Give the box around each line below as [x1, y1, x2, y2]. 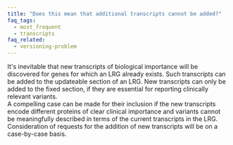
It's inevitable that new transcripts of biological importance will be [7, 63, 199, 70]
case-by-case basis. [7, 130, 67, 138]
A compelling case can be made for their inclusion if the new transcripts [7, 100, 216, 108]
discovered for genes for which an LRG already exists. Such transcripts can [7, 70, 227, 78]
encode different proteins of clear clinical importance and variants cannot [7, 107, 221, 115]
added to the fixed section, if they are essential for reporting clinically [7, 85, 209, 93]
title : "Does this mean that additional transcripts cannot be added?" [7, 10, 222, 18]
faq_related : [7, 37, 46, 44]
